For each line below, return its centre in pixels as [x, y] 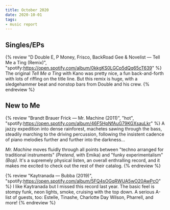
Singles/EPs [25, 45]
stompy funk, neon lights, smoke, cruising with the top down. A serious [80, 192]
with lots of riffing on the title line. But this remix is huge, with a [71, 79]
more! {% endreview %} [31, 202]
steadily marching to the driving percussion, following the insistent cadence [85, 134]
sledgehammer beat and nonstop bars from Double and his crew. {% [77, 84]
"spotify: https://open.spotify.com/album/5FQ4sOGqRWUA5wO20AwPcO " [83, 181]
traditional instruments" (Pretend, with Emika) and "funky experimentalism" [84, 155]
